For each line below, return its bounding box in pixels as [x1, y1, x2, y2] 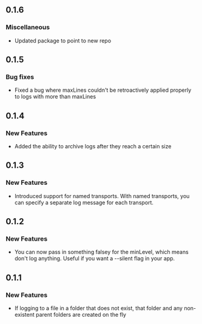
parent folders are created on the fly [35, 311, 127, 319]
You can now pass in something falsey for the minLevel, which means [14, 249, 189, 256]
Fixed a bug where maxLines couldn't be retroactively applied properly [14, 86, 192, 94]
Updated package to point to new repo [14, 36, 112, 44]
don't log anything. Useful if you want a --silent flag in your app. [14, 255, 175, 262]
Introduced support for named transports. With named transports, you [14, 192, 190, 199]
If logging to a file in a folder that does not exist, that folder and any [14, 305, 183, 312]
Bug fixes [5, 73, 35, 81]
